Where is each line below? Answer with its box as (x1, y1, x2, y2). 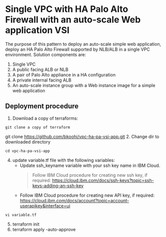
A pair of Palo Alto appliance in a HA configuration (12, 72, 116, 78)
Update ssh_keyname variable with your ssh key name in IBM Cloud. (19, 162, 161, 168)
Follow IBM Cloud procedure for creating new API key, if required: (19, 192, 155, 198)
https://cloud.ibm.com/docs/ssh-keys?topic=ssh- (52, 177, 154, 183)
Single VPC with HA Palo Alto (5, 3, 129, 15)
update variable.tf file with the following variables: (12, 157, 115, 163)
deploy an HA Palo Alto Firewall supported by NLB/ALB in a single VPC (5, 46, 151, 52)
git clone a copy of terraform (5, 125, 70, 130)
